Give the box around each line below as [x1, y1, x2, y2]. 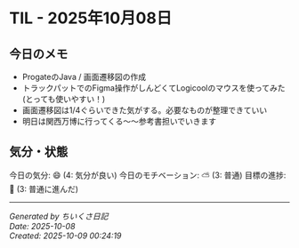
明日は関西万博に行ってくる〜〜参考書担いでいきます [21, 116, 216, 126]
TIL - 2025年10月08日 [9, 8, 173, 28]
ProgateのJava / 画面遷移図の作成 [21, 72, 147, 82]
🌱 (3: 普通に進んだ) [9, 183, 78, 194]
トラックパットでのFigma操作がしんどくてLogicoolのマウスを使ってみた [21, 83, 286, 93]
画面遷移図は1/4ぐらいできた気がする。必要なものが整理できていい [21, 105, 268, 116]
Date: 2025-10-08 [9, 220, 76, 231]
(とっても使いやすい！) [21, 94, 106, 104]
